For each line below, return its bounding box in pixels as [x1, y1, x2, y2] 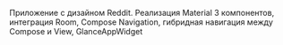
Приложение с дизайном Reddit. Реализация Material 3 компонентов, [9, 8, 275, 18]
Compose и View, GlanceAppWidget [9, 26, 143, 36]
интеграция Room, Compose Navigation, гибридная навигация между [9, 17, 273, 27]
